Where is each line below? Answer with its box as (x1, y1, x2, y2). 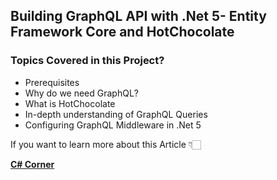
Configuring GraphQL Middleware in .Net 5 (24, 119, 202, 131)
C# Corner (10, 158, 55, 170)
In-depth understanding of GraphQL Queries (24, 108, 208, 120)
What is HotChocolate (24, 97, 116, 109)
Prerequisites (24, 76, 80, 88)
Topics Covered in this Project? (10, 54, 165, 68)
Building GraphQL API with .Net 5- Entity (10, 8, 267, 25)
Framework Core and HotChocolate (10, 24, 235, 41)
